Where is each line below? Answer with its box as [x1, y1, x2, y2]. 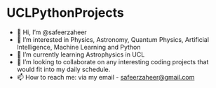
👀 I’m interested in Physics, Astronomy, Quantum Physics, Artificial [16, 35, 210, 43]
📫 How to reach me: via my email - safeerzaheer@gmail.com [16, 73, 195, 81]
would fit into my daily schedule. [16, 65, 111, 73]
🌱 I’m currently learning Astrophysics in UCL [16, 50, 145, 59]
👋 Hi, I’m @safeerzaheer [16, 28, 87, 36]
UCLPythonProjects [6, 5, 124, 21]
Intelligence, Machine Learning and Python [16, 43, 141, 51]
